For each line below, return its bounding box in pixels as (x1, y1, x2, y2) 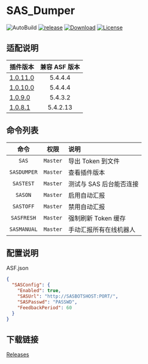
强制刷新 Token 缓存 (68, 214, 126, 223)
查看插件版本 (68, 168, 105, 177)
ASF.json (6, 265, 29, 272)
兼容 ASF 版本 (40, 62, 80, 71)
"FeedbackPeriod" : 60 (17, 304, 72, 311)
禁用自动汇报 (68, 202, 105, 211)
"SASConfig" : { (12, 282, 51, 288)
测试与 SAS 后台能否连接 (68, 179, 139, 188)
